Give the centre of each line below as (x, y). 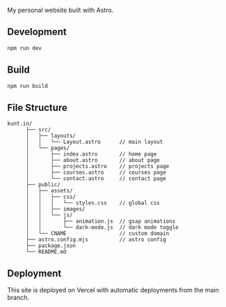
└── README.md (46, 252)
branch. (18, 297)
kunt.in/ (20, 124)
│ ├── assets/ (49, 191)
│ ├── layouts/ (51, 136)
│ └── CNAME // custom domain (97, 234)
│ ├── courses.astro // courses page (96, 173)
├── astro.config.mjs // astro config (96, 240)
